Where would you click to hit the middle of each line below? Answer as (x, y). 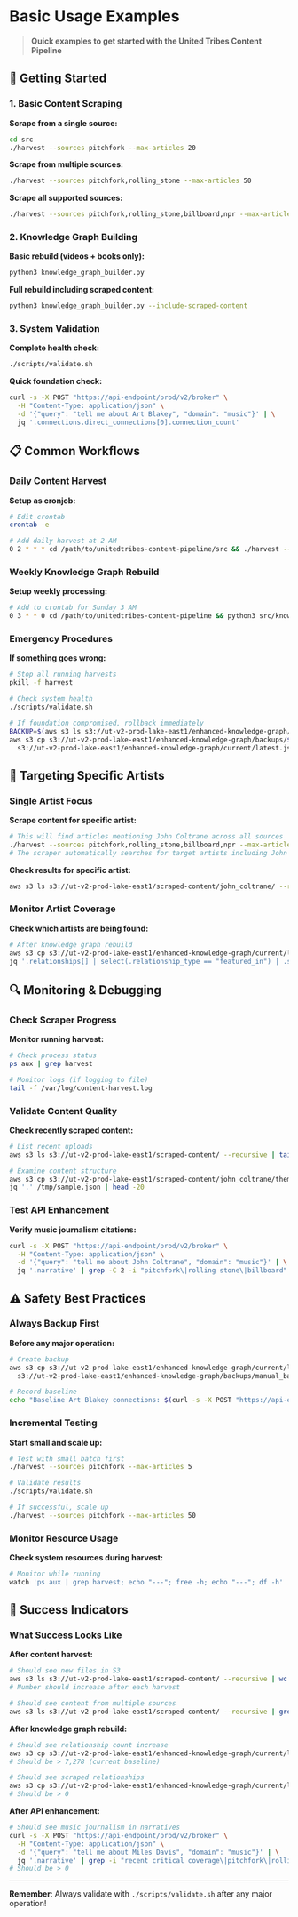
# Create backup (39, 1359)
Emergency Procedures (61, 639)
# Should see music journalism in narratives (94, 1828)
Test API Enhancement (59, 1210)
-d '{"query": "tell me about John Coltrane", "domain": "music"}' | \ (153, 1263)
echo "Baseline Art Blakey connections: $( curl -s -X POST (121, 1400)
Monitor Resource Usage (64, 1538)
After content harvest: (51, 1655)
